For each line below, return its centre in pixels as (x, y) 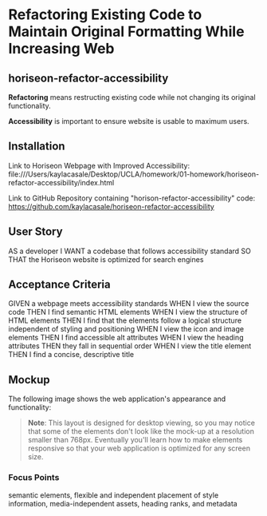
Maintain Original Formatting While (126, 32)
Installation (37, 147)
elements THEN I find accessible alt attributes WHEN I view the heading (126, 338)
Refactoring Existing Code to (105, 15)
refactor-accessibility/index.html (61, 182)
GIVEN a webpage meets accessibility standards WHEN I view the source (129, 304)
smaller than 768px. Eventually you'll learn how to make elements (135, 440)
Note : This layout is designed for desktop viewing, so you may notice (141, 423)
